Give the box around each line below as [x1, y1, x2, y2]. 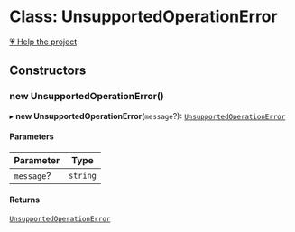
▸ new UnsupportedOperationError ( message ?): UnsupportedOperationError [9, 110, 286, 121]
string [68, 170, 97, 181]
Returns [9, 194, 41, 205]
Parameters [9, 131, 54, 142]
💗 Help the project [9, 36, 78, 47]
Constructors [9, 63, 87, 79]
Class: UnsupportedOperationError [9, 6, 278, 27]
